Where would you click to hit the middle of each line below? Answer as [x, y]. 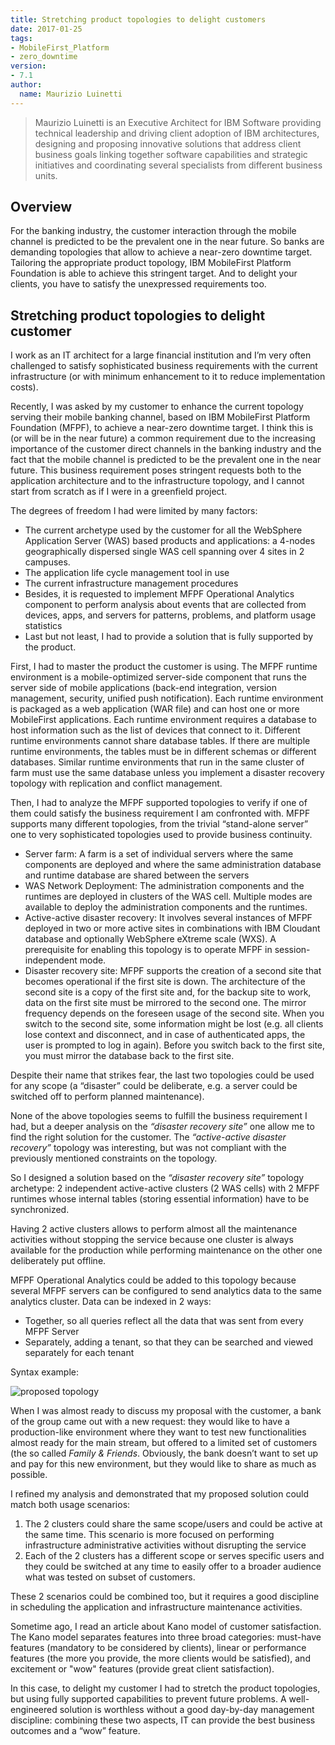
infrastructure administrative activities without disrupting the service [165, 1545]
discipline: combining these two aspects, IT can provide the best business [163, 1720]
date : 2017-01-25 [46, 29]
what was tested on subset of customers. [110, 1577]
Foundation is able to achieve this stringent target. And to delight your [154, 273]
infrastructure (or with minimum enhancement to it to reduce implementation [168, 377]
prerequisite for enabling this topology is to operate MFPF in [148, 950]
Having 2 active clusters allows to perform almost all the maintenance [154, 1229]
